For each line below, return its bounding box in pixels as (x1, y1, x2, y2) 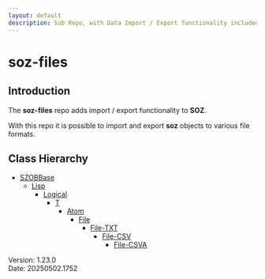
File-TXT (90, 223, 118, 233)
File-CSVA (114, 240, 147, 250)
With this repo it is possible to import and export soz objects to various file (8, 120, 250, 130)
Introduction (8, 85, 71, 98)
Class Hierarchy (8, 152, 89, 165)
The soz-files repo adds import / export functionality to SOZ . (8, 105, 207, 115)
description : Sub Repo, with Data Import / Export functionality (8, 19, 227, 27)
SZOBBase (19, 173, 55, 183)
